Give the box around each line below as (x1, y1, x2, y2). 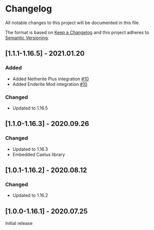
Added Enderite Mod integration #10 (12, 81, 88, 87)
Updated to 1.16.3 (12, 146, 48, 152)
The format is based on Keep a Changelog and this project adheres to (5, 29, 149, 35)
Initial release (5, 220, 33, 226)
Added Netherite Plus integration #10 (12, 76, 89, 82)
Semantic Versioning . (5, 35, 49, 41)
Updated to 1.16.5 (12, 105, 48, 111)
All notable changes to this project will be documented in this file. (5, 20, 140, 26)
